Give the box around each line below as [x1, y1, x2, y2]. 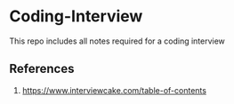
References [9, 61, 75, 76]
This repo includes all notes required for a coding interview [9, 36, 225, 46]
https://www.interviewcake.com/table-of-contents [21, 84, 207, 95]
